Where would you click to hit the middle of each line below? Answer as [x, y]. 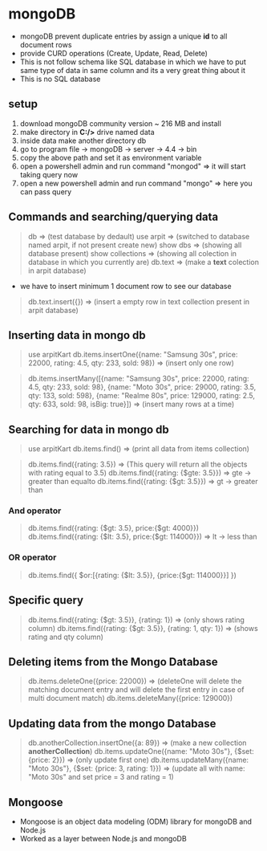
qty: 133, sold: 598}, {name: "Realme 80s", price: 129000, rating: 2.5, [141, 396]
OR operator [32, 557]
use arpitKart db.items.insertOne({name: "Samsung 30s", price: [133, 355]
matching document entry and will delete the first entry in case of [136, 690]
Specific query [46, 600]
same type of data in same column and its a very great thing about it [133, 70]
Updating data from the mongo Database [112, 723]
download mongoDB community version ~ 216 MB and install [121, 123]
